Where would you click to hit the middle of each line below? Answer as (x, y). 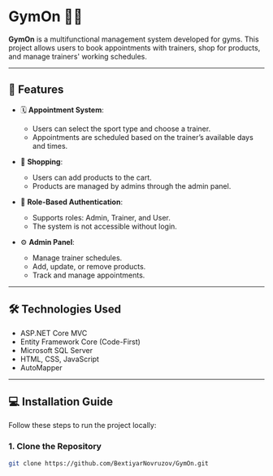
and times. (50, 146)
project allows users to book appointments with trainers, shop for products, (134, 47)
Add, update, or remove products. (89, 266)
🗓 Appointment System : (62, 110)
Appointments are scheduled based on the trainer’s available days (143, 137)
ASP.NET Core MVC (54, 333)
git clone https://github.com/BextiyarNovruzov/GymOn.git (108, 463)
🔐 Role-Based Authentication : (71, 202)
